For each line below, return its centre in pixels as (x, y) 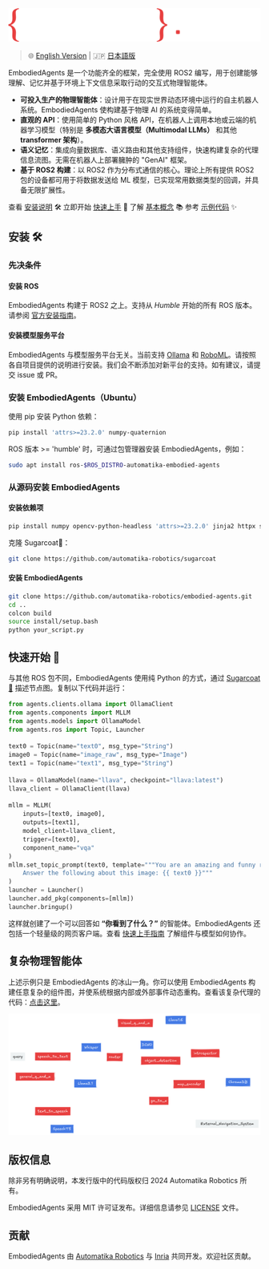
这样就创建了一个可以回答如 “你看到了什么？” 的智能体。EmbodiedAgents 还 (134, 923)
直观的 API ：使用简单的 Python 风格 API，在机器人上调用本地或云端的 (134, 119)
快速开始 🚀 (34, 657)
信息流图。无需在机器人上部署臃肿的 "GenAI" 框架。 (106, 160)
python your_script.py (46, 630)
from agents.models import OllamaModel (75, 721)
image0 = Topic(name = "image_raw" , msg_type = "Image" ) (98, 755)
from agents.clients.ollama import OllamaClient (91, 704)
